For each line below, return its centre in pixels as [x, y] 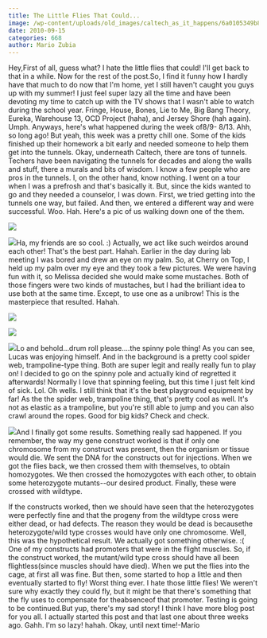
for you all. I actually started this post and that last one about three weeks [128, 617]
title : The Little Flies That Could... [74, 16]
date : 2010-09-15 [37, 30]
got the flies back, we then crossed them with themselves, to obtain [119, 466]
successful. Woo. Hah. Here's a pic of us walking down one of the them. [126, 212]
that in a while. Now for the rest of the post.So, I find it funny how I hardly [128, 76]
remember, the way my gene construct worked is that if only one [114, 441]
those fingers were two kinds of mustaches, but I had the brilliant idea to [127, 285]
